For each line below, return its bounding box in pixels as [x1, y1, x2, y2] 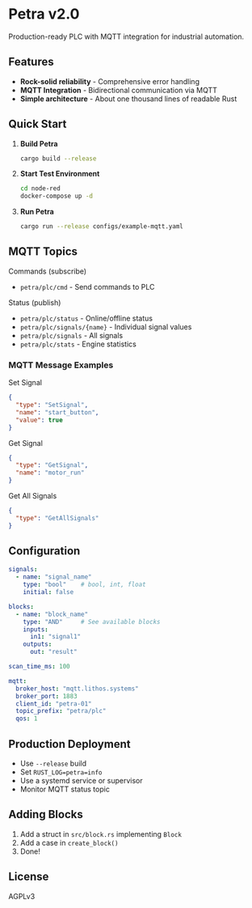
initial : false [23, 588, 74, 596]
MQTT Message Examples [8, 359, 114, 371]
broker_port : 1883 [15, 692, 78, 700]
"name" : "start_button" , [15, 408, 99, 417]
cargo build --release [19, 155, 97, 163]
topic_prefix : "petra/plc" [15, 707, 107, 715]
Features [8, 55, 54, 69]
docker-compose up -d [19, 192, 93, 201]
